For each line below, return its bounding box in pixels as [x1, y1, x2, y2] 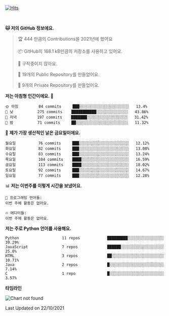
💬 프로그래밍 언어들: [5, 195, 43, 200]
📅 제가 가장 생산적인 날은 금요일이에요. [5, 130, 81, 135]
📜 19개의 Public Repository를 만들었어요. [17, 72, 100, 77]
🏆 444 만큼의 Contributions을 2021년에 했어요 [17, 36, 113, 42]
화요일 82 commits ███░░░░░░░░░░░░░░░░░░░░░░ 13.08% [5, 146, 150, 151]
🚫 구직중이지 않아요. [17, 61, 57, 66]
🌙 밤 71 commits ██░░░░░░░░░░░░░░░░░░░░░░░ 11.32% [5, 120, 149, 125]
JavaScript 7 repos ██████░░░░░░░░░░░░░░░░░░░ [5, 244, 164, 250]
